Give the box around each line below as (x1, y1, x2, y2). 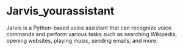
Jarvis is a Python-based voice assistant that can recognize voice (6, 24, 172, 31)
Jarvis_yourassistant (6, 4, 115, 18)
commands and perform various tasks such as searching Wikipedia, (6, 30, 178, 37)
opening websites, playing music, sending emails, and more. (6, 37, 158, 44)
